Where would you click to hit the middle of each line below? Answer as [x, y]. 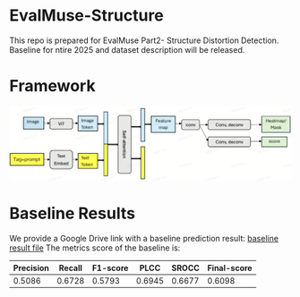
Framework [52, 86]
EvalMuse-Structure [86, 16]
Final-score [230, 267]
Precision [31, 267]
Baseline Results [73, 213]
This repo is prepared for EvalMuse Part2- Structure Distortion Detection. [144, 40]
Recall [71, 267]
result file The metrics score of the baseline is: [95, 248]
